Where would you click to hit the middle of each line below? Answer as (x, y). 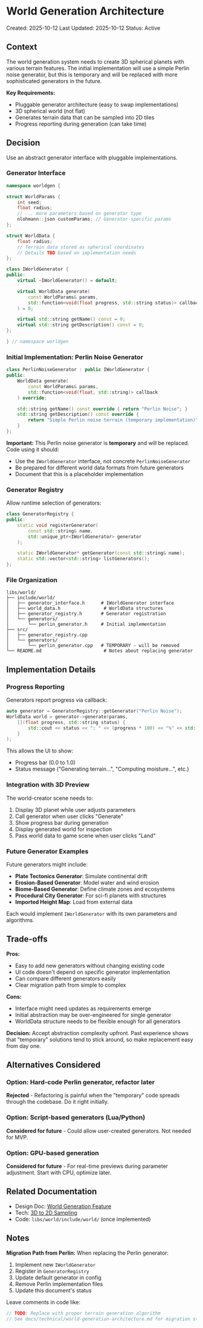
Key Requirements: (31, 93)
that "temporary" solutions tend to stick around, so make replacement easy (100, 1039)
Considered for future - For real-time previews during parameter (87, 1166)
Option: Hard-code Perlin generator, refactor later (81, 1082)
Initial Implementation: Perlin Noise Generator (75, 357)
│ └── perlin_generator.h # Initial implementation (86, 625)
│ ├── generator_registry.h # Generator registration (86, 614)
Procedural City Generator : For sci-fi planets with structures (91, 895)
